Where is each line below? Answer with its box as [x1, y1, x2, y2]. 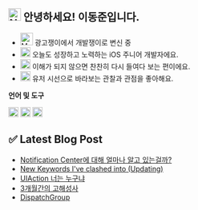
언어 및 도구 [8, 90, 45, 100]
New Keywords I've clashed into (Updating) [19, 164, 164, 173]
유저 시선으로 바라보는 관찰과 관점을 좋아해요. [31, 73, 174, 83]
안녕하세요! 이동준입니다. [22, 10, 140, 24]
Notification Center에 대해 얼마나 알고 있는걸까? [19, 155, 172, 164]
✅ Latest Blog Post [8, 133, 103, 146]
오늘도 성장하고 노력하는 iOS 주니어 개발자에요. [31, 50, 179, 59]
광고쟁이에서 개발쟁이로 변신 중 [34, 38, 131, 47]
